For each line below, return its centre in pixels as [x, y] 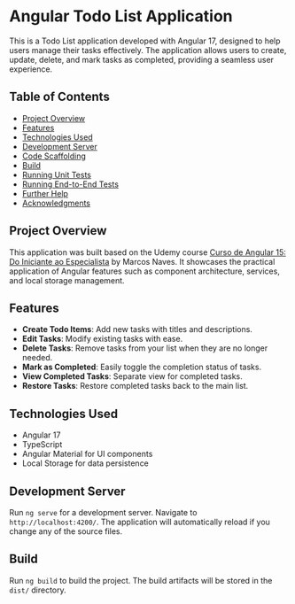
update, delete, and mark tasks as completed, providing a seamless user [142, 59]
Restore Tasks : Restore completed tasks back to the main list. [135, 386]
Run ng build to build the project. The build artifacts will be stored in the [141, 580]
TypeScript [42, 445]
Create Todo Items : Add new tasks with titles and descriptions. [137, 329]
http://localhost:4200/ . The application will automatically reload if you [140, 522]
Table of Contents [60, 97]
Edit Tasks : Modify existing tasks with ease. [102, 339]
